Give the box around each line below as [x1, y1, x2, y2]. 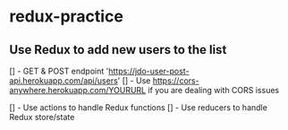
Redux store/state [9, 112, 75, 122]
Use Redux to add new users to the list [9, 42, 227, 57]
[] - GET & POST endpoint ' [9, 65, 109, 76]
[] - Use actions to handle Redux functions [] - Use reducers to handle [9, 102, 268, 113]
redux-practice [9, 6, 123, 27]
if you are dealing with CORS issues [147, 85, 280, 95]
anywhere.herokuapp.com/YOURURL [9, 85, 147, 95]
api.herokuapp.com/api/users [9, 75, 118, 86]
